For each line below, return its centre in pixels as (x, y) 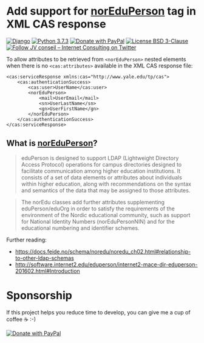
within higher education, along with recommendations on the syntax (106, 184)
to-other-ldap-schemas (44, 258)
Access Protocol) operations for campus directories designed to (101, 164)
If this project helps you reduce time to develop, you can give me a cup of (98, 312)
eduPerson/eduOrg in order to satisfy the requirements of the (98, 209)
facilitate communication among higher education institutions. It (101, 171)
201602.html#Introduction (47, 271)
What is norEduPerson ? (52, 143)
